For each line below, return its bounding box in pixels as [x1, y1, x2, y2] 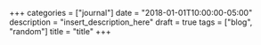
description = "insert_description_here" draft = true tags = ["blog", [9, 17, 253, 27]
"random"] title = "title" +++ [9, 26, 111, 36]
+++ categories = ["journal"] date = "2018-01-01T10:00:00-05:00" [9, 8, 253, 18]
